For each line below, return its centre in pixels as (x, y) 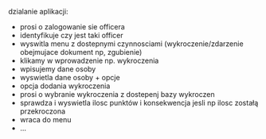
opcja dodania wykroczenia (65, 86)
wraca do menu (45, 120)
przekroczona (43, 111)
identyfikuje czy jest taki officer (71, 35)
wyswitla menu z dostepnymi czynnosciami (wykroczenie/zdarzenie (132, 44)
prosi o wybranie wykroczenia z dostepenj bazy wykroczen (117, 94)
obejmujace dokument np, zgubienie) (81, 52)
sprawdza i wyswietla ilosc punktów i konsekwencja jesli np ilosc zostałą (139, 103)
